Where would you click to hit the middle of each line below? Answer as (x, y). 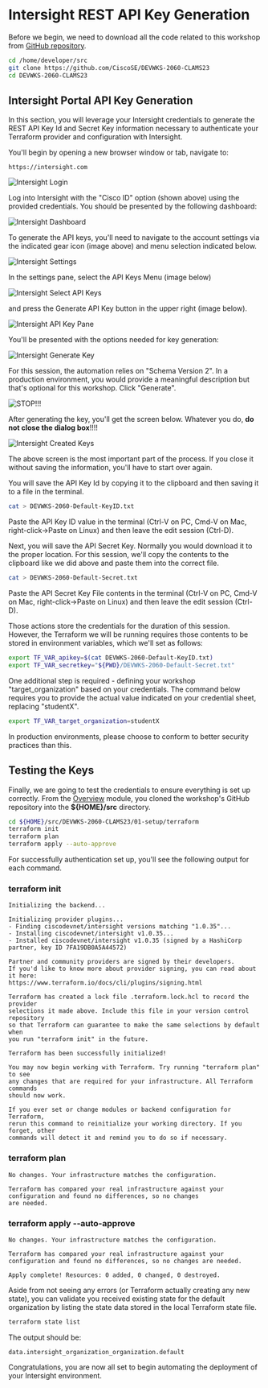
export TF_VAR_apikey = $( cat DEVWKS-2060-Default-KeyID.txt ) (111, 658)
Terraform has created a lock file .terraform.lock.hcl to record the (129, 997)
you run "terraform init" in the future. (79, 1039)
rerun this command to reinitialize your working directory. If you (125, 1124)
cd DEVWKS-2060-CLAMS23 (48, 75)
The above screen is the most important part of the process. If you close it (131, 459)
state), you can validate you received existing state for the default (117, 1299)
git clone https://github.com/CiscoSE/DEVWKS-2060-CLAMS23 (109, 68)
